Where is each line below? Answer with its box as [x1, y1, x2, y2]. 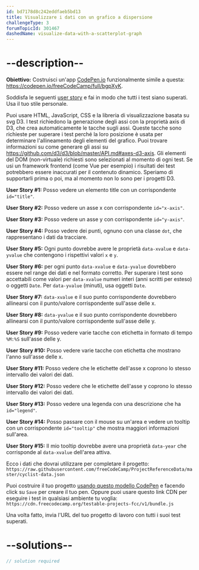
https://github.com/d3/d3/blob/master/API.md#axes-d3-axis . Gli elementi [6, 150, 186, 157]
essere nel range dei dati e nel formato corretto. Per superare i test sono [6, 269, 183, 276]
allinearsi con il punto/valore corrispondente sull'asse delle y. [6, 317, 156, 325]
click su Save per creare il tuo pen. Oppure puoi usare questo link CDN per [6, 489, 187, 496]
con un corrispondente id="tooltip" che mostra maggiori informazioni [6, 424, 179, 432]
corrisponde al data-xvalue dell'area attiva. [6, 449, 112, 456]
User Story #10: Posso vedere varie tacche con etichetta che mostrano [6, 347, 181, 354]
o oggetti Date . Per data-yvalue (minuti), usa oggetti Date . [6, 282, 147, 289]
